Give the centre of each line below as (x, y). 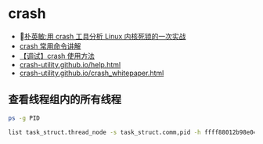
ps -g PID (24, 118)
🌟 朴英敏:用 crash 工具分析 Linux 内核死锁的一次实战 (103, 36)
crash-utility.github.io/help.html (70, 64)
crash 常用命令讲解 (50, 46)
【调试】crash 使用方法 (57, 56)
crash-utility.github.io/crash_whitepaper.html (92, 73)
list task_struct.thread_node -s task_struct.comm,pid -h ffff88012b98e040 (134, 132)
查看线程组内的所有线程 (65, 100)
